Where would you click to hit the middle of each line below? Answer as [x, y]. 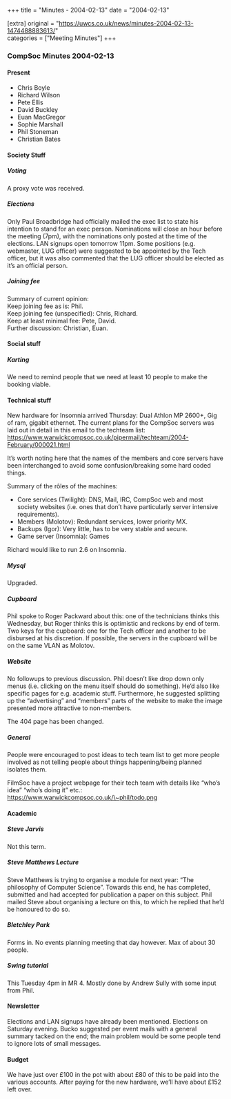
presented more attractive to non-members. [70, 708]
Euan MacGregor [41, 117]
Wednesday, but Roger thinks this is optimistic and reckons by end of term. [114, 624]
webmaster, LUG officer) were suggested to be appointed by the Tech [107, 251]
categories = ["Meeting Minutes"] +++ [62, 38]
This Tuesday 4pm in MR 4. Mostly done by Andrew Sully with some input [112, 983]
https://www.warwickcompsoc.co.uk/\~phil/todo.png [82, 798]
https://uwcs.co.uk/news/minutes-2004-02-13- [126, 23]
